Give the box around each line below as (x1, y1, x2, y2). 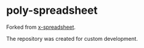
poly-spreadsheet (6, 4, 98, 17)
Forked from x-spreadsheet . (6, 23, 76, 31)
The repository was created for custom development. (6, 35, 138, 42)
